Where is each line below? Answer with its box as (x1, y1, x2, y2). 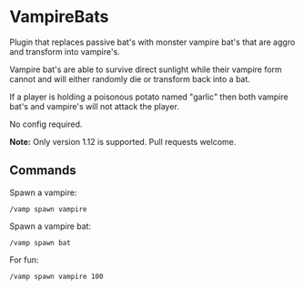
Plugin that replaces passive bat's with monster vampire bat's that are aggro (9, 36, 296, 47)
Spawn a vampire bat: (9, 221, 92, 232)
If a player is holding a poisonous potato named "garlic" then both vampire (9, 91, 289, 102)
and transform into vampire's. (9, 46, 120, 57)
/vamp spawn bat (9, 238, 71, 247)
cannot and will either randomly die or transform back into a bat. (9, 73, 250, 84)
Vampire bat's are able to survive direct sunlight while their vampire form (9, 64, 282, 75)
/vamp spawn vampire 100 (9, 272, 104, 281)
